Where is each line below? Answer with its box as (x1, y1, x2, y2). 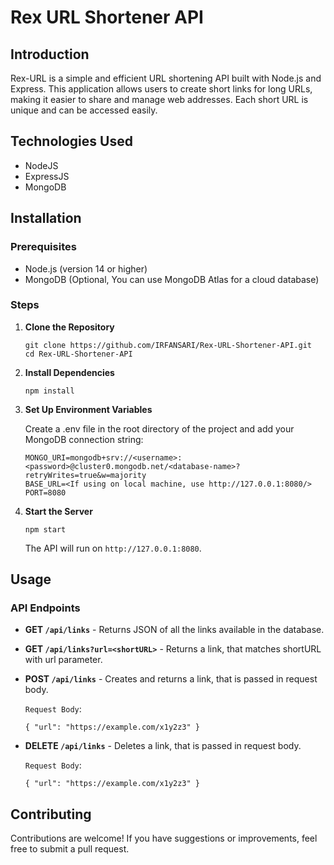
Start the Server (24, 505, 93, 517)
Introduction (10, 46, 90, 63)
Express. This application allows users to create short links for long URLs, (10, 83, 313, 95)
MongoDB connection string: (24, 433, 144, 445)
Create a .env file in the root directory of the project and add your (24, 422, 295, 435)
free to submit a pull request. (10, 843, 130, 855)
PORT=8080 (24, 487, 67, 498)
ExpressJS (24, 170, 70, 182)
